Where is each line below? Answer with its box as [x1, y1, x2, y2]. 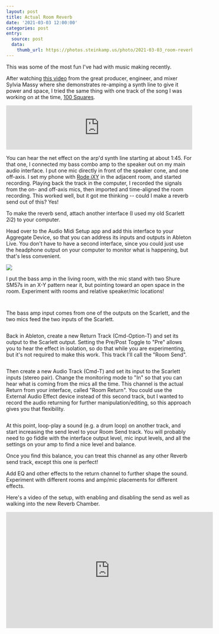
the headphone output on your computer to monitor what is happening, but [6, 246, 188, 253]
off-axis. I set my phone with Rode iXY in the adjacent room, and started [6, 173, 182, 180]
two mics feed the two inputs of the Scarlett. [6, 315, 115, 322]
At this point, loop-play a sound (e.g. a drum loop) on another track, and [6, 421, 181, 429]
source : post [11, 36, 44, 42]
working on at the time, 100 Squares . [6, 93, 96, 100]
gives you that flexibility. [6, 405, 65, 412]
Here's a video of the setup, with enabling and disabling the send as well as [6, 494, 190, 501]
